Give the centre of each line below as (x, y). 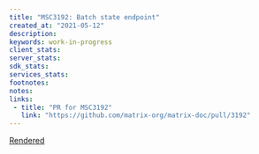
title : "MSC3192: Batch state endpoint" (85, 17)
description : (33, 33)
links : (21, 99)
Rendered (27, 141)
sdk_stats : (29, 67)
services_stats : (39, 75)
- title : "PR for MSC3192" (63, 107)
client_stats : (35, 50)
